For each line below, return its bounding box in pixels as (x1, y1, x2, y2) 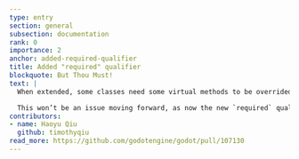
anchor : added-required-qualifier (9, 54, 138, 63)
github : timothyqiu (17, 128, 90, 138)
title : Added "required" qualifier (9, 63, 141, 72)
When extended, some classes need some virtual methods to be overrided (17, 87, 293, 96)
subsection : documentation (9, 29, 109, 38)
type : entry (9, 12, 53, 22)
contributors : (9, 112, 62, 121)
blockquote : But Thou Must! (9, 71, 114, 80)
